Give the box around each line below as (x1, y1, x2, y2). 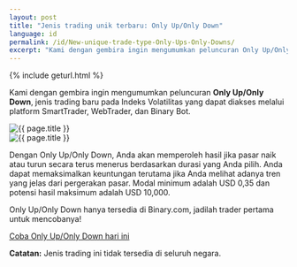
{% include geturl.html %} (9, 70, 104, 80)
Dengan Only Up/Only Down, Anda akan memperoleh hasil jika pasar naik (9, 149, 277, 160)
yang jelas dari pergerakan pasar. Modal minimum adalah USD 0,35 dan (9, 178, 270, 188)
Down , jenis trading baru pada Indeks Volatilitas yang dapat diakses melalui (9, 96, 285, 107)
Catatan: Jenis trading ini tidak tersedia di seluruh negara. (9, 248, 222, 259)
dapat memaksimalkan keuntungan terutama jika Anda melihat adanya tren (9, 169, 281, 179)
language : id (9, 29, 57, 38)
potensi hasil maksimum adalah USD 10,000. (9, 187, 171, 198)
